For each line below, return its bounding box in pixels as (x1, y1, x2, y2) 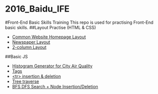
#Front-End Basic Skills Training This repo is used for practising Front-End (5, 19, 154, 25)
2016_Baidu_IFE (5, 3, 70, 15)
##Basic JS (5, 53, 28, 59)
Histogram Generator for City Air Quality (12, 63, 93, 69)
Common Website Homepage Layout (12, 34, 86, 40)
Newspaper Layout (12, 39, 51, 45)
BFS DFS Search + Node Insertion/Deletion (12, 83, 98, 89)
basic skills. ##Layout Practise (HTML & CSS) (5, 24, 96, 30)
